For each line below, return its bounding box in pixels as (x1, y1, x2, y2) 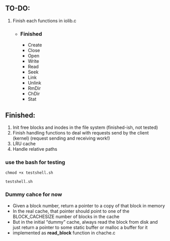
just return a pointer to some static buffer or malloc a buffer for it (12, 224, 148, 230)
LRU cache (12, 140, 36, 147)
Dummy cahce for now (5, 191, 62, 198)
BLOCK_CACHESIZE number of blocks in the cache (12, 213, 120, 220)
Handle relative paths (12, 146, 57, 152)
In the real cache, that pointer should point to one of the (12, 208, 129, 214)
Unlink (27, 80, 42, 86)
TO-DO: (5, 4, 30, 13)
